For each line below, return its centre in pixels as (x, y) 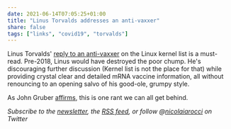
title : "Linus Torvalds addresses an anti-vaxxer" (84, 21)
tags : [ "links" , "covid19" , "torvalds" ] (68, 34)
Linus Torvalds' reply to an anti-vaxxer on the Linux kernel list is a (103, 54)
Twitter (18, 119)
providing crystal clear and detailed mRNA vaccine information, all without (115, 77)
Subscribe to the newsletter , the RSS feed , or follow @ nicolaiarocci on (110, 111)
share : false (27, 27)
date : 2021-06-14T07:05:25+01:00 (57, 14)
